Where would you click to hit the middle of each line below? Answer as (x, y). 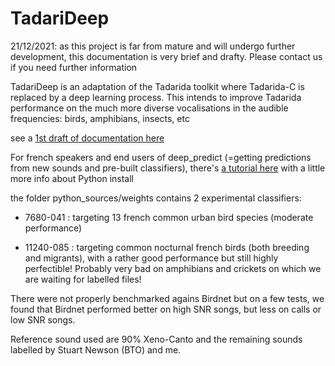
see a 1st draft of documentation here (87, 138)
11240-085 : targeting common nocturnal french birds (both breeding (167, 247)
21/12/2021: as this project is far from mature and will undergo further (153, 46)
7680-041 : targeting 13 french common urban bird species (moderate (169, 217)
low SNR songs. (43, 319)
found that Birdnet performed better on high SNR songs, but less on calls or (166, 309)
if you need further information (74, 67)
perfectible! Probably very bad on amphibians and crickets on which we (173, 268)
